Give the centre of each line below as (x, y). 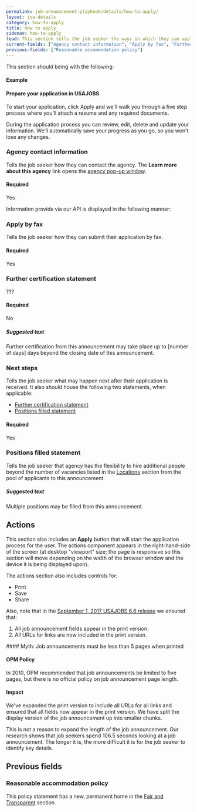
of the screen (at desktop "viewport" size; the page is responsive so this (93, 551)
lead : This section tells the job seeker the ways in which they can (93, 39)
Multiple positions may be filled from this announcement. (75, 506)
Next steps (22, 368)
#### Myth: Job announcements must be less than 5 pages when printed (95, 646)
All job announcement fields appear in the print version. (81, 628)
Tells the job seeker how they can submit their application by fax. (84, 237)
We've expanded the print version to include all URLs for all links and (89, 705)
